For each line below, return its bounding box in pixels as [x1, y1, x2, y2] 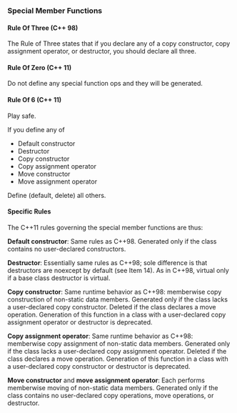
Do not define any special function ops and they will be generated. [7, 79, 203, 88]
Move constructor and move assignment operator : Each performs [7, 376, 206, 384]
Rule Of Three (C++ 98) [7, 24, 79, 32]
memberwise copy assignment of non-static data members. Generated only [7, 339, 231, 348]
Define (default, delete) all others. [7, 191, 106, 199]
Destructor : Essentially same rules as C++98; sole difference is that [7, 258, 208, 267]
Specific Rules [7, 207, 51, 216]
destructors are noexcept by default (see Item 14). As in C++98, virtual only [7, 266, 230, 274]
